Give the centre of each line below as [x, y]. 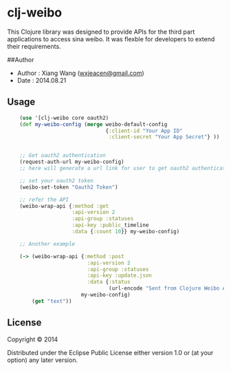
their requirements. [34, 46]
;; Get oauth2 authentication [63, 156]
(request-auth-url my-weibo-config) [72, 162]
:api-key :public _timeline [110, 225]
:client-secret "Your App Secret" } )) [164, 137]
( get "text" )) [52, 301]
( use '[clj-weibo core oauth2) [64, 118]
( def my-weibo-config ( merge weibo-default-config [93, 124]
